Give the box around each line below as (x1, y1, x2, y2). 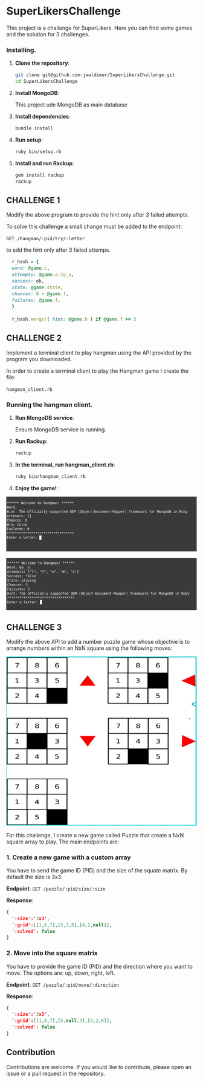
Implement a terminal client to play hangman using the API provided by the (6, 349, 192, 356)
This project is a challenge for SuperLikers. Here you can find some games (6, 24, 192, 31)
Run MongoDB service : (14, 414, 74, 422)
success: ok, (11, 278, 45, 284)
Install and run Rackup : (14, 159, 74, 167)
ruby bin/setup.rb (14, 148, 62, 155)
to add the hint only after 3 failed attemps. (6, 246, 111, 254)
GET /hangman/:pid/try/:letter (6, 236, 85, 242)
